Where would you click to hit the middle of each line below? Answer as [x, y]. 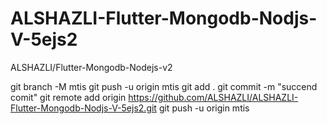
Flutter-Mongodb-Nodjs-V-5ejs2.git [83, 108]
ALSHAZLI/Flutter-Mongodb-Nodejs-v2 [91, 67]
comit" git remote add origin [68, 97]
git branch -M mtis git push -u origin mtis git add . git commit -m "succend [164, 86]
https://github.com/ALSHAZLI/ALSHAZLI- [213, 97]
